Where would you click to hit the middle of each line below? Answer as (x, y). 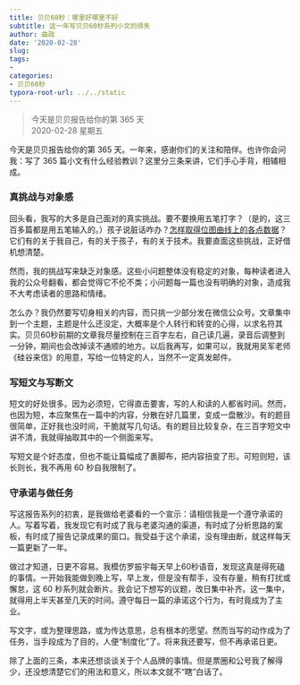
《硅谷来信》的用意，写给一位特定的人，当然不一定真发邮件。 (123, 357)
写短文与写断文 (42, 382)
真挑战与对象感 (42, 197)
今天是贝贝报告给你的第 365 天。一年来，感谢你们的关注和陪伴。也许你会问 (148, 150)
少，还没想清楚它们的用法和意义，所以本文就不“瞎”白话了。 (118, 672)
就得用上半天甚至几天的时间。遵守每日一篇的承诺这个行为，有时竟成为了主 (146, 600)
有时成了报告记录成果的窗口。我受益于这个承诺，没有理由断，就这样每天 (158, 536)
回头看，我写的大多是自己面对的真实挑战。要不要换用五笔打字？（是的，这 (146, 218)
